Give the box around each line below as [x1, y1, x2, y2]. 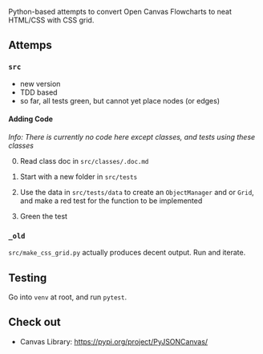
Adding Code [8, 114, 54, 124]
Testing [8, 271, 47, 284]
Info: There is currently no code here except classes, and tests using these [8, 132, 256, 141]
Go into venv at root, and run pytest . [8, 292, 127, 302]
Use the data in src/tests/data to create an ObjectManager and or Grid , [19, 187, 254, 197]
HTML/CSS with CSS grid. [8, 15, 95, 25]
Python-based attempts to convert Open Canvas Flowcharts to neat [8, 7, 233, 16]
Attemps [8, 39, 52, 52]
